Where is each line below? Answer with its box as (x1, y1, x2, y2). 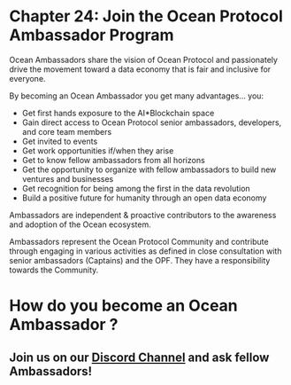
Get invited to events (21, 136, 98, 146)
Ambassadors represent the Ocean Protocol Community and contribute (9, 236, 269, 247)
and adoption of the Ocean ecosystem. (9, 219, 152, 230)
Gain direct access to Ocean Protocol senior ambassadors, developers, (21, 117, 282, 128)
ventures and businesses (21, 173, 114, 184)
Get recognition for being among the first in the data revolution (21, 183, 250, 193)
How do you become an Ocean (9, 295, 239, 316)
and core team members (21, 126, 112, 137)
